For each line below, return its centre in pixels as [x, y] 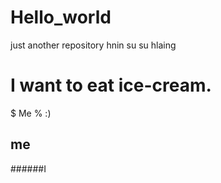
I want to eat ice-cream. [111, 85]
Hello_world [61, 17]
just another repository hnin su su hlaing [93, 45]
